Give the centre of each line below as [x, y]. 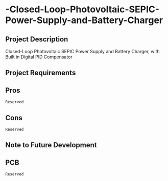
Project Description [37, 39]
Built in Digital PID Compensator [39, 57]
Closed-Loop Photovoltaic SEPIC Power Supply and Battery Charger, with [82, 51]
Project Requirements [41, 73]
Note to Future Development [51, 145]
